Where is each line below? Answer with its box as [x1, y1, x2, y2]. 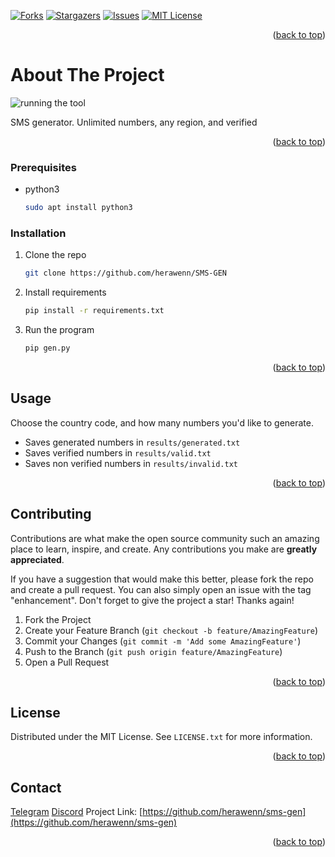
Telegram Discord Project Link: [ [10, 806, 143, 818]
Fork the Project [24, 613, 92, 625]
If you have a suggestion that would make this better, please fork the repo [10, 573, 314, 585]
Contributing [10, 506, 92, 523]
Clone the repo [24, 249, 87, 261]
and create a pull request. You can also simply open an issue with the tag [10, 583, 312, 595]
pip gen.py [24, 343, 71, 354]
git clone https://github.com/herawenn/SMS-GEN [24, 268, 227, 279]
